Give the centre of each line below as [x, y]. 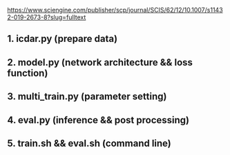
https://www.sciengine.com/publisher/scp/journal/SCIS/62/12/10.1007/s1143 [115, 10]
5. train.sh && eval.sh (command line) [89, 143]
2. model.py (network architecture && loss [100, 62]
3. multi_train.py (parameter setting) [87, 97]
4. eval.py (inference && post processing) [98, 120]
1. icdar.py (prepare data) [63, 39]
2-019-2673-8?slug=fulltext [47, 17]
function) [28, 73]
